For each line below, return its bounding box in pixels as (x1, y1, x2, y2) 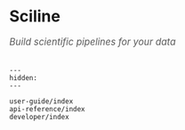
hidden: (9, 73, 38, 82)
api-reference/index (9, 104, 86, 113)
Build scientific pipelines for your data (9, 36, 176, 48)
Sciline (9, 6, 60, 27)
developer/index (9, 112, 69, 121)
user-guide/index (9, 96, 74, 106)
